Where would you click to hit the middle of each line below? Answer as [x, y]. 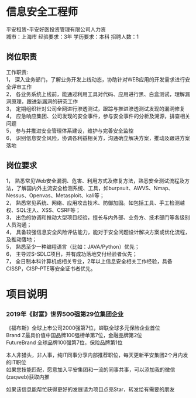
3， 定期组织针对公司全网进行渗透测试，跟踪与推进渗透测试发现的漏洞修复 [96, 108]
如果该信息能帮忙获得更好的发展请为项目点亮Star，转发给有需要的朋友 [90, 389]
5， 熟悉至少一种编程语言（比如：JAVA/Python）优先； [73, 246]
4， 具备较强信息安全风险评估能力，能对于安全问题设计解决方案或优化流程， [98, 232]
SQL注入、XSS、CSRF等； [48, 210]
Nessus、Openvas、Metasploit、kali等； [56, 195]
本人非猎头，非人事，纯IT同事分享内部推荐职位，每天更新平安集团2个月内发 [97, 355]
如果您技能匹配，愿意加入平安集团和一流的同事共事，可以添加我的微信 [91, 370]
